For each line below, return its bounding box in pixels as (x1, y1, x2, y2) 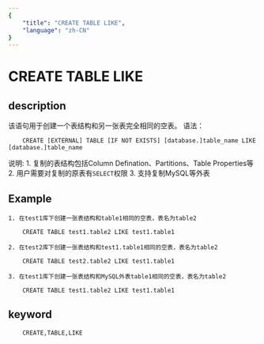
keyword (8, 308, 53, 321)
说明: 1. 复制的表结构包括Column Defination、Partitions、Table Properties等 (8, 159, 255, 168)
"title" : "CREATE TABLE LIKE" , (22, 19, 126, 27)
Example (8, 191, 52, 206)
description (8, 99, 66, 112)
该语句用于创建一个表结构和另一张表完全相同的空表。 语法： (8, 121, 204, 130)
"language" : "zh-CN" (22, 26, 90, 34)
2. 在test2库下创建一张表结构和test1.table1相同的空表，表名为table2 (8, 244, 218, 251)
